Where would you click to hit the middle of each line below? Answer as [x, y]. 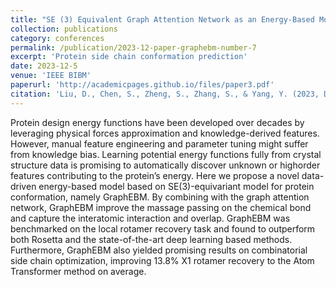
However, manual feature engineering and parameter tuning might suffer [159, 143]
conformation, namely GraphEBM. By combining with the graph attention [160, 197]
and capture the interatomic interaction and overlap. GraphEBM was [150, 218]
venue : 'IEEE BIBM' [51, 76]
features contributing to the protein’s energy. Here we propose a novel [155, 175]
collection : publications [64, 29]
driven [23, 186]
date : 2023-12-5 [44, 66]
